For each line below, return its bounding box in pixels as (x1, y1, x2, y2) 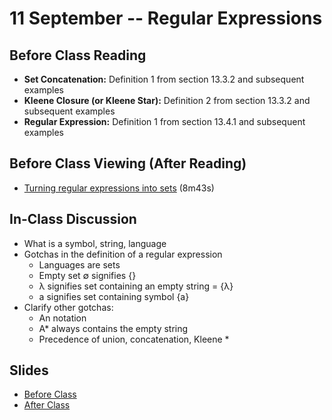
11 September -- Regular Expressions (9, 7, 323, 30)
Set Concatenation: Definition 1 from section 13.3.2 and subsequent (23, 73, 305, 85)
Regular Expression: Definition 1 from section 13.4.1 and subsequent (23, 116, 306, 127)
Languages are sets (38, 258, 121, 271)
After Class (23, 399, 71, 411)
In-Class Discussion (9, 211, 137, 228)
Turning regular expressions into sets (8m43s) (23, 182, 215, 194)
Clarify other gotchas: (23, 301, 114, 313)
